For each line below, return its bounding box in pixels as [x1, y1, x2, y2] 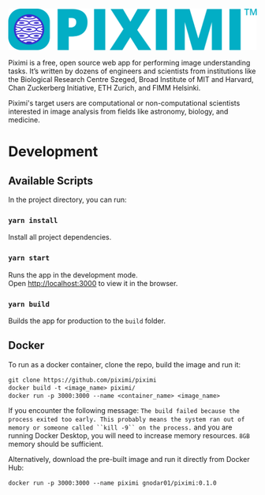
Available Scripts [8, 174, 93, 188]
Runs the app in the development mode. [8, 270, 138, 280]
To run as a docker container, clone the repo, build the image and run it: [8, 359, 241, 369]
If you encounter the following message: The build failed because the [8, 405, 241, 415]
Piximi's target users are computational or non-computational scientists [8, 99, 241, 108]
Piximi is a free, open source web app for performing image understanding [8, 58, 251, 68]
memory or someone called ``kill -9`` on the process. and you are [8, 422, 233, 432]
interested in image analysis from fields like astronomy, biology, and [8, 107, 229, 117]
